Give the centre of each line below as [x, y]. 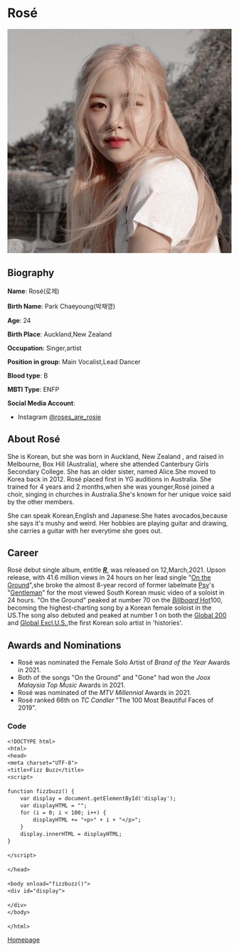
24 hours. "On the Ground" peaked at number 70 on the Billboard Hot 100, [115, 600]
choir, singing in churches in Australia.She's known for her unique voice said [119, 494]
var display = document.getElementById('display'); [98, 799]
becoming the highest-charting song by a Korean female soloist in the [110, 608]
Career [23, 553]
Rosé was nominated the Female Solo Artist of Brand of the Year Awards [124, 662]
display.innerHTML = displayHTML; [71, 834]
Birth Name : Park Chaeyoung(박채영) [62, 306]
